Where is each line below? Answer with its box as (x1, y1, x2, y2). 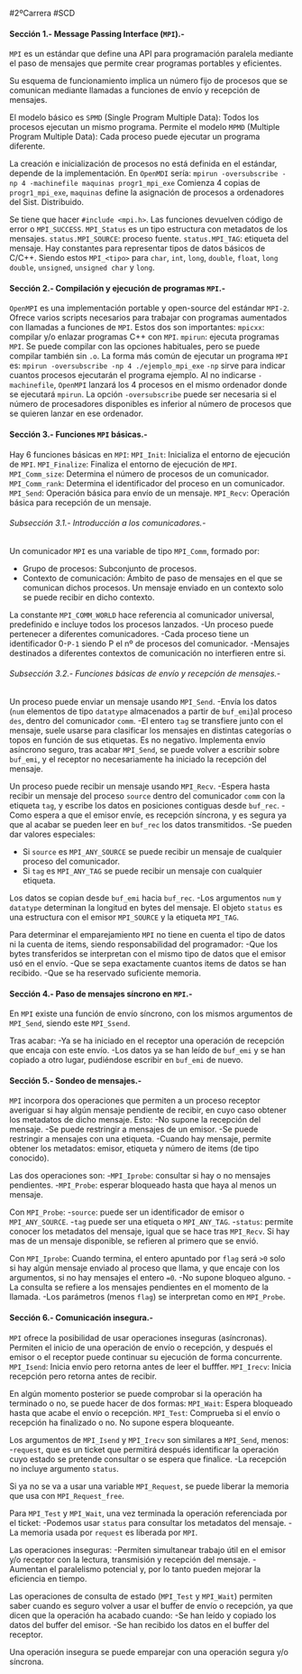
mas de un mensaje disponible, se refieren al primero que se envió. (9, 1235, 259, 1246)
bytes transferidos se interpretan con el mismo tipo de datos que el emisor (9, 948, 287, 959)
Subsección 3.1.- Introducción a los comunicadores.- (9, 518, 206, 529)
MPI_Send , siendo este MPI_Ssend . (9, 1018, 131, 1029)
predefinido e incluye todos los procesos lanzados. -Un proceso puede (9, 618, 274, 630)
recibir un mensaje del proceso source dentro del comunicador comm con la (9, 791, 286, 801)
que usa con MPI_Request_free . (9, 1490, 124, 1501)
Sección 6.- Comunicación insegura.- (9, 1312, 153, 1323)
